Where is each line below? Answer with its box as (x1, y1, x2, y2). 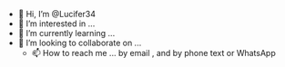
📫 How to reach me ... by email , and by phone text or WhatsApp (31, 48, 276, 58)
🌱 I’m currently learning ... (17, 28, 116, 38)
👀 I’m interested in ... (17, 18, 96, 29)
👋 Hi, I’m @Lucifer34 (17, 9, 97, 19)
